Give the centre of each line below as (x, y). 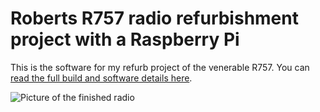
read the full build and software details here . (101, 78)
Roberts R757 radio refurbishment (154, 18)
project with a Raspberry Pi (125, 39)
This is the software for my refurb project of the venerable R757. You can (160, 67)
